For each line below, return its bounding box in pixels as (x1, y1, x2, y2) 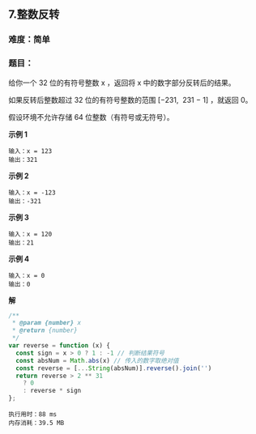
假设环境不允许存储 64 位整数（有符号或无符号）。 (8, 112, 174, 121)
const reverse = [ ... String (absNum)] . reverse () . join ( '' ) (15, 364, 212, 372)
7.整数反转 (8, 7, 60, 22)
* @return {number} (11, 326, 79, 334)
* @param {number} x (11, 319, 82, 327)
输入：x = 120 (8, 230, 53, 238)
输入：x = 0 (8, 271, 45, 279)
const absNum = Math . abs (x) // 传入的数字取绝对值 (15, 356, 180, 364)
